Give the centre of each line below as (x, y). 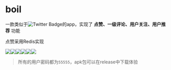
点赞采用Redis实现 (25, 41)
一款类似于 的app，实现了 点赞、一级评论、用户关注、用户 (83, 24)
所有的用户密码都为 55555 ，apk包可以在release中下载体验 (78, 62)
